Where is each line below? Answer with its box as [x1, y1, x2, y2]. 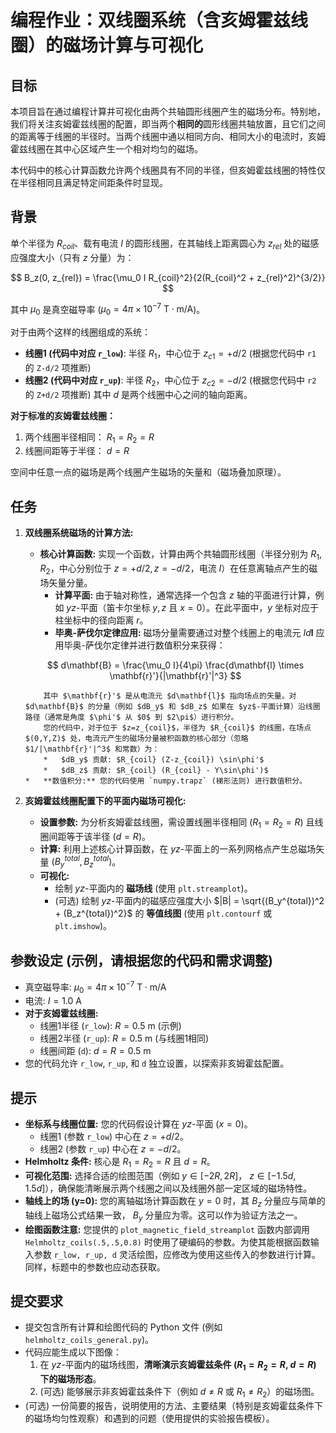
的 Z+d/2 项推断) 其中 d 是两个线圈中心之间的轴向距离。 [24, 388, 253, 400]
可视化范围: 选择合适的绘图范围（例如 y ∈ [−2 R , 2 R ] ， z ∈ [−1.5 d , [24, 1169, 297, 1181]
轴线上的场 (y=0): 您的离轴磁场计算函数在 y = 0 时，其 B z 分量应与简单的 [24, 1194, 326, 1209]
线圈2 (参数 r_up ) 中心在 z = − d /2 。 [39, 1143, 187, 1155]
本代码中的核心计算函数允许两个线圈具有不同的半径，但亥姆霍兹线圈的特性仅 [10, 164, 326, 176]
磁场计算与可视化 [63, 34, 204, 57]
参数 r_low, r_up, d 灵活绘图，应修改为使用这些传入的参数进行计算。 [33, 1248, 321, 1260]
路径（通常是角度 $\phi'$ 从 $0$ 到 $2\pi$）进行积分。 [24, 712, 239, 722]
